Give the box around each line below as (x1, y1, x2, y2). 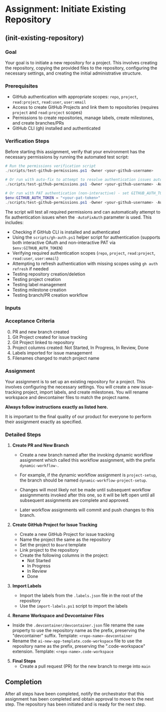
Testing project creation (12, 276, 61, 282)
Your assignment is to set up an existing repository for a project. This (5, 379, 146, 385)
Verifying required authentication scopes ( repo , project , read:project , (12, 250, 156, 256)
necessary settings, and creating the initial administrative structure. (5, 70, 142, 76)
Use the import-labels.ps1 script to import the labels (19, 603, 128, 609)
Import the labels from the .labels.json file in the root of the (19, 592, 143, 599)
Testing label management (12, 281, 67, 287)
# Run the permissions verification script (5, 164, 96, 169)
